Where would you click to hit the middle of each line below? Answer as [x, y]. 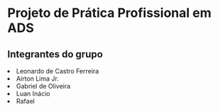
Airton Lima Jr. [38, 78]
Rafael [26, 101]
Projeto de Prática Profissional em [109, 13]
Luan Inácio [33, 94]
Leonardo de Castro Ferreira [58, 71]
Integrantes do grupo [55, 54]
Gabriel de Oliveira [44, 86]
